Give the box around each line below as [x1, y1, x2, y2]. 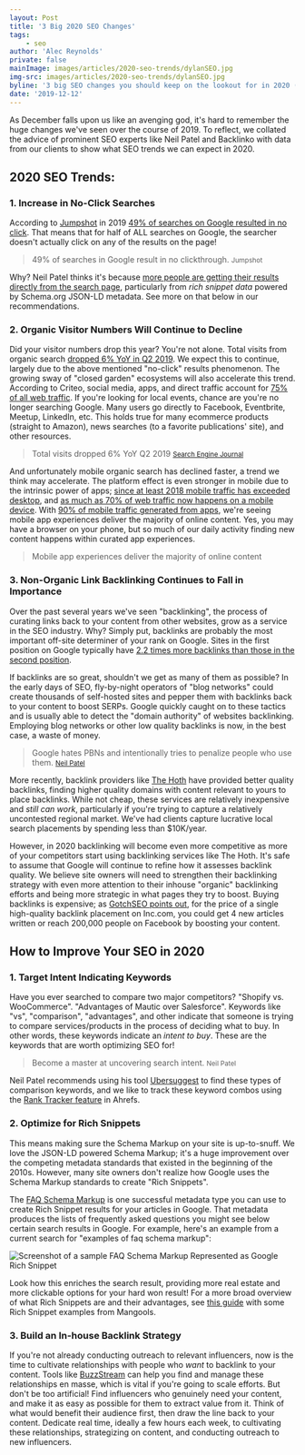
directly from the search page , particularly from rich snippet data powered [9, 282, 288, 292]
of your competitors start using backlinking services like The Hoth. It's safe [9, 850, 290, 861]
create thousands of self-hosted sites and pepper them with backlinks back [9, 691, 292, 702]
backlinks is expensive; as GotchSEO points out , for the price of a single [9, 898, 279, 909]
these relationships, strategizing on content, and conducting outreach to [9, 1427, 280, 1438]
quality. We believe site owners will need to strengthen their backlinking [9, 869, 278, 880]
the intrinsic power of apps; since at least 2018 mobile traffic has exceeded [9, 485, 290, 496]
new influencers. [9, 1437, 73, 1448]
